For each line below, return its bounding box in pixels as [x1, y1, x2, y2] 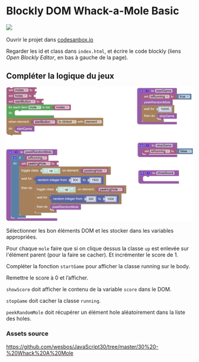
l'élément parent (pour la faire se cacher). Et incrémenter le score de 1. [6, 251, 179, 258]
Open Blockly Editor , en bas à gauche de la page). [6, 53, 129, 61]
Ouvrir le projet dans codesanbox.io [6, 36, 94, 43]
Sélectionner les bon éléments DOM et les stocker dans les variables [6, 227, 174, 234]
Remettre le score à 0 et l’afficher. [6, 274, 89, 281]
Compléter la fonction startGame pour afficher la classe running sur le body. [6, 262, 191, 269]
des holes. [6, 315, 31, 322]
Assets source [6, 329, 49, 338]
